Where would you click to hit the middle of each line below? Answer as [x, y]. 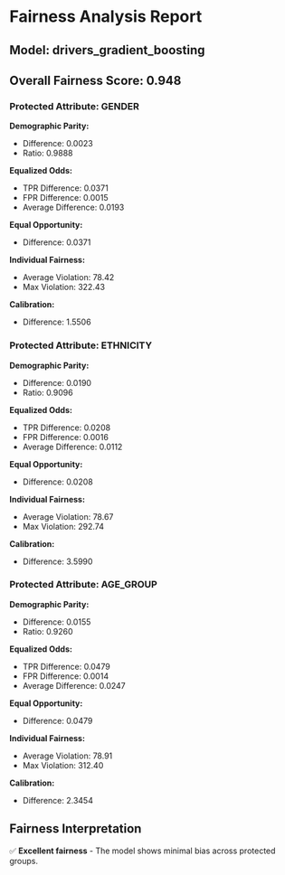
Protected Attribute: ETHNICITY [81, 345]
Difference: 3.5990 [57, 561]
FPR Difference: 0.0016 [65, 437]
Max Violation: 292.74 [63, 526]
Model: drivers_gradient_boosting [107, 50]
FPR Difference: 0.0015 [65, 198]
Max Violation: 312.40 [63, 765]
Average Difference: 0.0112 [72, 447]
